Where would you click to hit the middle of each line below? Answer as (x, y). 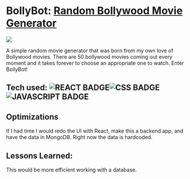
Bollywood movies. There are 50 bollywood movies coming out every (89, 56)
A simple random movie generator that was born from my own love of (90, 50)
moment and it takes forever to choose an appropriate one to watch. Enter (95, 63)
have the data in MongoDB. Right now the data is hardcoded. (80, 137)
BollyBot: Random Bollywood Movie (94, 11)
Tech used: (27, 88)
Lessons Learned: (39, 156)
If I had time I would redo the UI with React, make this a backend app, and (95, 131)
